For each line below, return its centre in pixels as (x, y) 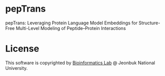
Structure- (150, 23)
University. (16, 68)
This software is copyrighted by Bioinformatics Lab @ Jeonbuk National (80, 63)
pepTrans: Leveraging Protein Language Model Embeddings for (72, 23)
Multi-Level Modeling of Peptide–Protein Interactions (71, 28)
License (22, 49)
